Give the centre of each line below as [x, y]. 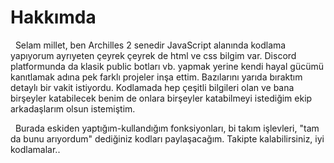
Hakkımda [53, 17]
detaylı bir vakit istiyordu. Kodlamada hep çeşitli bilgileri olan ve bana [152, 87]
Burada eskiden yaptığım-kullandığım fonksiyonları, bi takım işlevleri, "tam [167, 128]
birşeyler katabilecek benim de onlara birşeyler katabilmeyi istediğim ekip [161, 98]
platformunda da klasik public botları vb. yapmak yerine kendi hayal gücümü [167, 66]
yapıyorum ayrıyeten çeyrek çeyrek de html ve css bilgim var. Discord [153, 55]
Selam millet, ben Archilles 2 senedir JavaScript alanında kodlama [150, 45]
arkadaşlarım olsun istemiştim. [73, 108]
